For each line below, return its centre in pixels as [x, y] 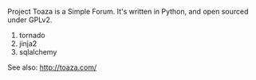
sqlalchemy [38, 52]
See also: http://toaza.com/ [52, 67]
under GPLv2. [30, 20]
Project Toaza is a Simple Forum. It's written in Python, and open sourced [128, 11]
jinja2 [28, 44]
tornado [32, 35]
